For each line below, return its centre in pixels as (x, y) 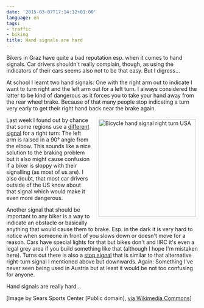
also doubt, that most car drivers (47, 178)
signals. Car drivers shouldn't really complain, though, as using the (90, 64)
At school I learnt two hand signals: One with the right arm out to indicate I (100, 82)
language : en (23, 18)
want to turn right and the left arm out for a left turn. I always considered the (102, 89)
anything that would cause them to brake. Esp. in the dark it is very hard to (100, 229)
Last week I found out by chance (47, 120)
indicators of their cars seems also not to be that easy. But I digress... (93, 70)
